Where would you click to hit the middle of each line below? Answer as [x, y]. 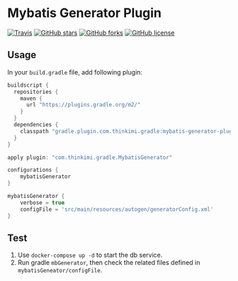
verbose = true [42, 203]
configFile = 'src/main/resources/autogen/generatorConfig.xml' [117, 209]
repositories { [36, 92]
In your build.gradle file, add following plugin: [75, 72]
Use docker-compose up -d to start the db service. [90, 255]
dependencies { [36, 125]
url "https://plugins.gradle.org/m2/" [83, 105]
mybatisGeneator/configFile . [60, 270]
